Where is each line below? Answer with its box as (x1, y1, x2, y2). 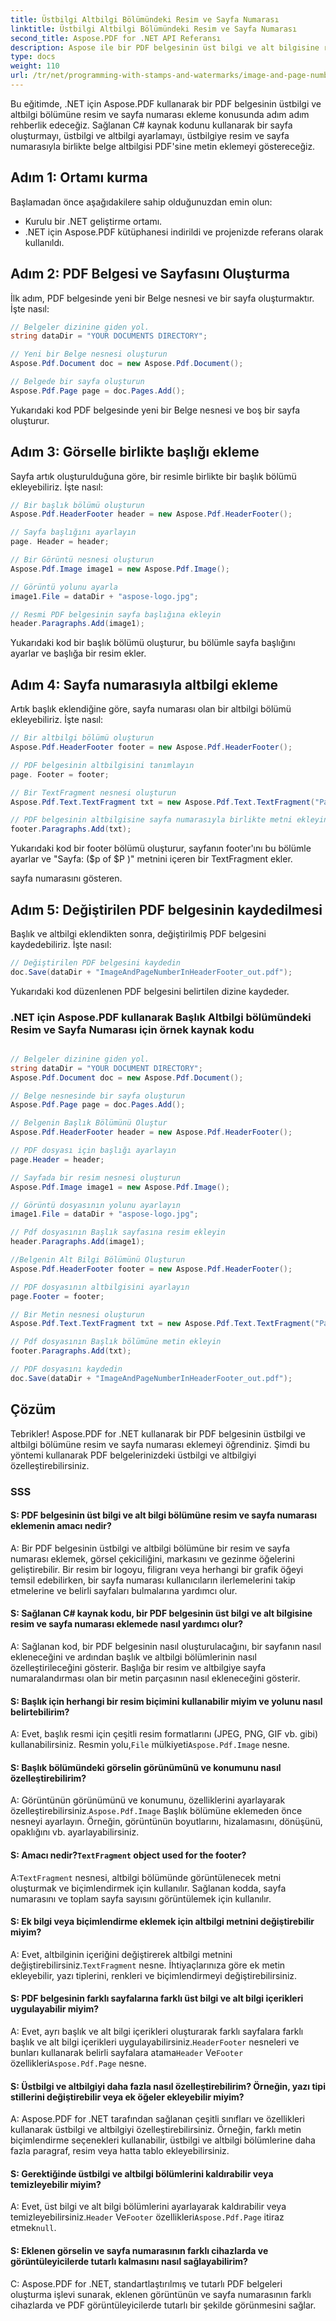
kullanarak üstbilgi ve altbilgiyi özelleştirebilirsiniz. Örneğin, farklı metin (10, 2124, 302, 2136)
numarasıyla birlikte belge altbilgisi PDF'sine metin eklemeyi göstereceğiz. (10, 140, 316, 152)
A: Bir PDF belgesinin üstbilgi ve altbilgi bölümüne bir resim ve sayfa (10, 1542, 291, 1554)
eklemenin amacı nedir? (10, 1520, 112, 1532)
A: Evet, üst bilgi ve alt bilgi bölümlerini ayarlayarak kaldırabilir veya (10, 2201, 287, 2213)
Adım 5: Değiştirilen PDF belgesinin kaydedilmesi (10, 901, 323, 918)
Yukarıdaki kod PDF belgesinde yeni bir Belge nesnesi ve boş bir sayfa (10, 404, 301, 416)
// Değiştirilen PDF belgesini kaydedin (10, 957, 182, 968)
